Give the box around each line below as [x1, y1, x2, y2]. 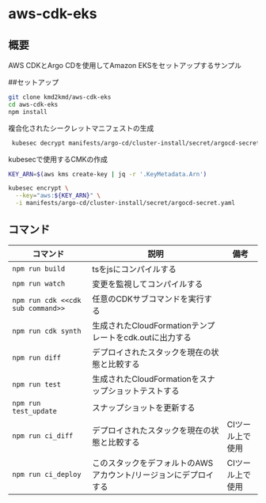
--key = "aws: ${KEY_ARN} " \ [15, 191, 101, 200]
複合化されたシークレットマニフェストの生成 [8, 123, 154, 133]
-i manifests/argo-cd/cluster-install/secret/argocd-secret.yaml [15, 199, 236, 207]
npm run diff [12, 353, 62, 362]
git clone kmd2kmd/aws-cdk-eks [8, 93, 112, 101]
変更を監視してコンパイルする [92, 278, 203, 289]
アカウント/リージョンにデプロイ [92, 469, 214, 480]
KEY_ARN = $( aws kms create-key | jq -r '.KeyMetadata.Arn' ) [8, 170, 207, 178]
